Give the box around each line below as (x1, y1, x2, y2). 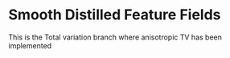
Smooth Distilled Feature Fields (8, 6, 221, 24)
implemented (8, 40, 52, 50)
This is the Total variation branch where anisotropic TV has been (8, 32, 223, 42)
